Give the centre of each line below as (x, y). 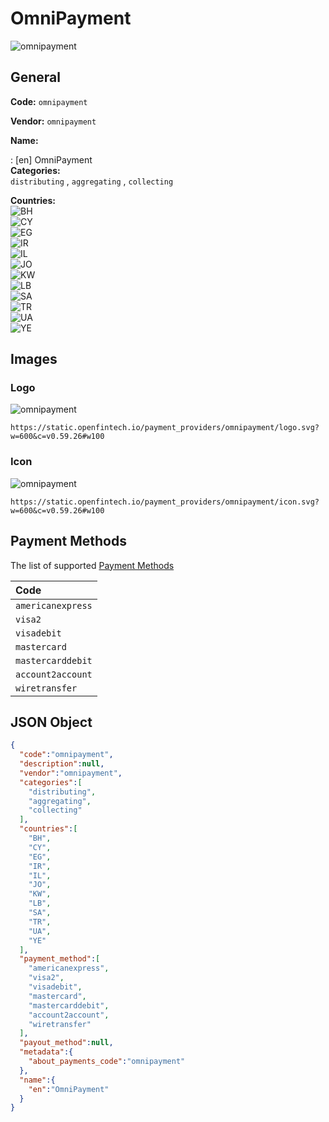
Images (34, 359)
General (36, 77)
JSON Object (51, 722)
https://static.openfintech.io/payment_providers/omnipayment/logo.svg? (165, 428)
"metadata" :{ (46, 1052)
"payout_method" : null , (66, 1043)
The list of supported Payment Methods (92, 565)
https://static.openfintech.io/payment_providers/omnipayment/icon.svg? (165, 502)
